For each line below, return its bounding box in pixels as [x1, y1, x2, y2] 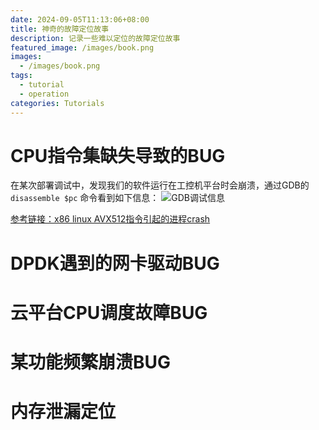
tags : [10, 71, 33, 81]
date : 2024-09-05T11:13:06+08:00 [10, 14, 150, 25]
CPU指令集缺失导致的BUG [10, 144, 226, 167]
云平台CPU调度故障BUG [10, 301, 208, 324]
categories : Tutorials [10, 98, 105, 108]
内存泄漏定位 [10, 401, 117, 423]
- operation [19, 89, 70, 99]
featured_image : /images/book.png [10, 42, 155, 53]
